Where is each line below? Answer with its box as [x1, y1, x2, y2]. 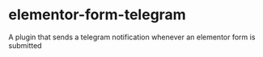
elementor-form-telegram [8, 6, 186, 24]
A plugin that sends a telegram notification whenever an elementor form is [8, 32, 256, 42]
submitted [8, 40, 42, 50]
